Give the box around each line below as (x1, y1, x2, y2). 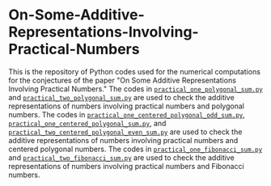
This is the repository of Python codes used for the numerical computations (8, 66, 261, 76)
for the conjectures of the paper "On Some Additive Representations (8, 75, 237, 85)
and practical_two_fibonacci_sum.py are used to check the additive (8, 152, 235, 163)
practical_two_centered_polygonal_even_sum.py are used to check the (8, 127, 243, 137)
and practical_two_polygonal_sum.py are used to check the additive (8, 92, 235, 102)
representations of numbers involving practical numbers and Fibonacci (8, 161, 244, 171)
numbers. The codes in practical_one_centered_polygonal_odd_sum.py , (8, 109, 245, 119)
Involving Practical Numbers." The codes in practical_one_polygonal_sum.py (8, 83, 263, 94)
